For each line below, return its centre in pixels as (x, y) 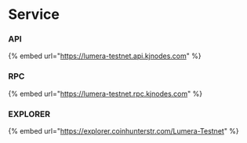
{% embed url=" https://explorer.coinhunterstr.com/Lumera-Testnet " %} (123, 131)
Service (34, 15)
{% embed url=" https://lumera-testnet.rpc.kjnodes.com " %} (105, 93)
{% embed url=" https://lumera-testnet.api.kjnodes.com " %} (105, 56)
